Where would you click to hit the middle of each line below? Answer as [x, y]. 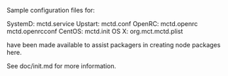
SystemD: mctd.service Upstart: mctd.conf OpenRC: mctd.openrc [102, 24]
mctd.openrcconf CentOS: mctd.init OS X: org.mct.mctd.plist [95, 31]
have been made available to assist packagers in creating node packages [114, 45]
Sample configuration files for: [51, 10]
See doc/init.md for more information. [61, 66]
